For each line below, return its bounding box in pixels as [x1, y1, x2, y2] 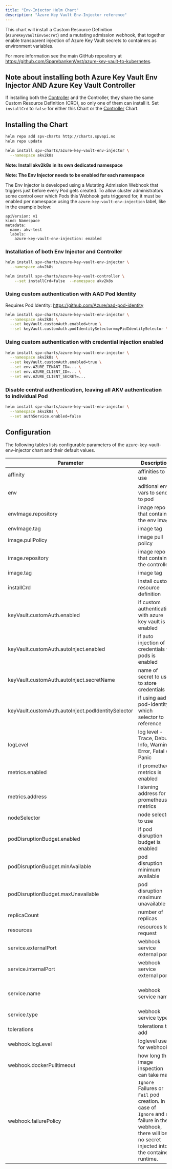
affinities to [138, 468, 165, 475]
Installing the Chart [5, 120, 68, 129]
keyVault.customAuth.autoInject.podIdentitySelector [8, 707, 134, 714]
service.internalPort [8, 965, 55, 973]
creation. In [138, 1097, 165, 1104]
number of [138, 908, 163, 916]
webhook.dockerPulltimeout [8, 1061, 76, 1068]
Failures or [138, 1084, 164, 1092]
